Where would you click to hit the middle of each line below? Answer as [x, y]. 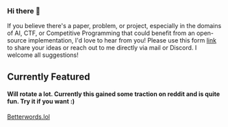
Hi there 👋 [24, 11]
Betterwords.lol [28, 117]
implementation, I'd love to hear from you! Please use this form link [123, 41]
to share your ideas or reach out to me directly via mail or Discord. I [102, 48]
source [17, 41]
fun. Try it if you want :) [41, 102]
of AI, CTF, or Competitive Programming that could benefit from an [101, 33]
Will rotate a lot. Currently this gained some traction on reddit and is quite [114, 94]
